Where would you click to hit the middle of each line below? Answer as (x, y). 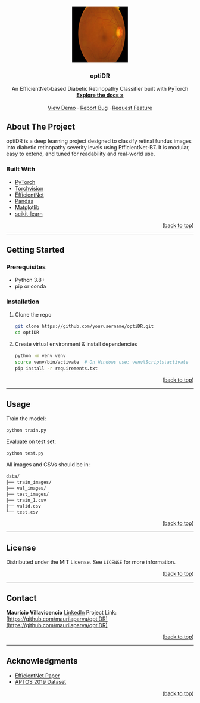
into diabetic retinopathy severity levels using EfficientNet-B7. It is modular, (98, 148)
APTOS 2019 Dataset (40, 681)
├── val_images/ (26, 489)
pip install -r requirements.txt (56, 368)
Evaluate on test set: (31, 441)
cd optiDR (27, 333)
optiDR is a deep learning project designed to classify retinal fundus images (99, 141)
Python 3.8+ (30, 280)
